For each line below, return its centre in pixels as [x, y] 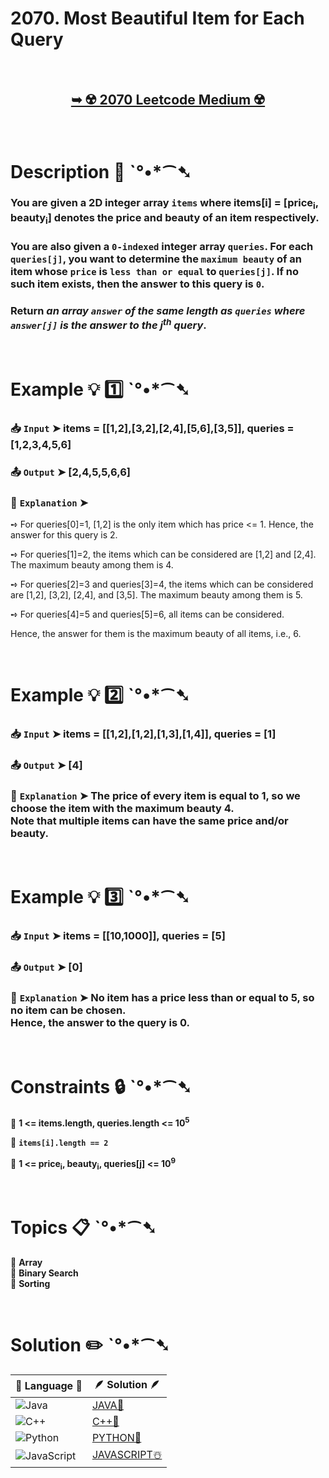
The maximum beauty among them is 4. [92, 564]
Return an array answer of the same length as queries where [158, 310]
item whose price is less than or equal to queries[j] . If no [155, 271]
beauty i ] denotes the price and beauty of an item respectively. [165, 218]
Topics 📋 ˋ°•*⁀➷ [83, 1227]
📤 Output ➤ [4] [46, 765]
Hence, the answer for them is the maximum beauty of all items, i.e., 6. [156, 633]
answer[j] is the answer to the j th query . [108, 324]
